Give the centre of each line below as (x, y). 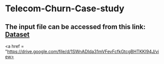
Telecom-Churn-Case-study (65, 9)
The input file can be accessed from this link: (75, 27)
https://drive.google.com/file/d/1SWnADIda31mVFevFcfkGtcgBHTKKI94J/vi (83, 51)
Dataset (17, 34)
